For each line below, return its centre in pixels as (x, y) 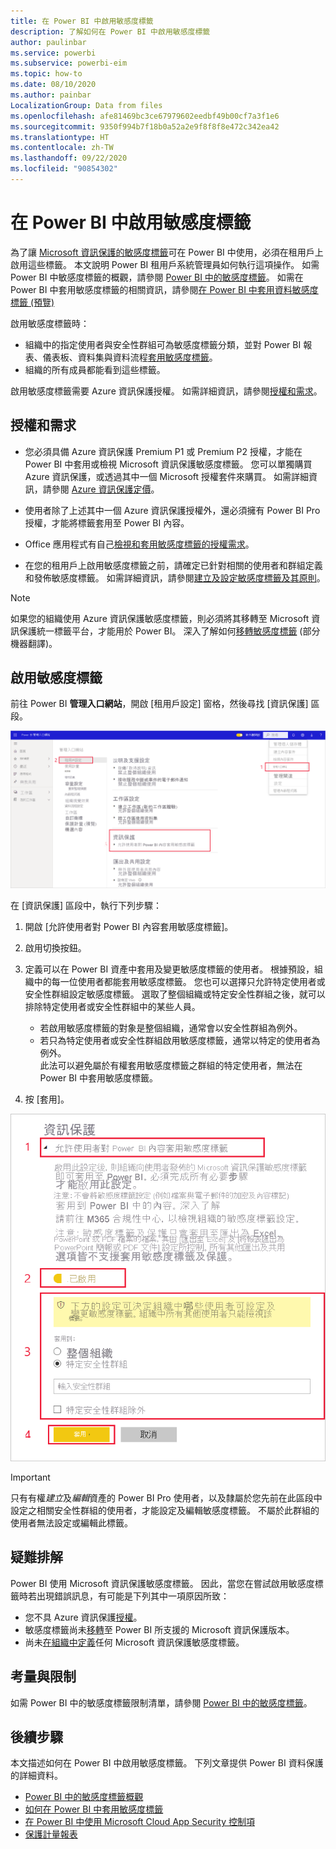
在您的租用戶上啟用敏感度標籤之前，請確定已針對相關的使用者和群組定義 (173, 565)
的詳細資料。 (36, 1776)
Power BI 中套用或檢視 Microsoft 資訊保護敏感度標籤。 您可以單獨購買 (168, 464)
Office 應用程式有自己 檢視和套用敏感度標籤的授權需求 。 (139, 544)
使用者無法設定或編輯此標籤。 (71, 1523)
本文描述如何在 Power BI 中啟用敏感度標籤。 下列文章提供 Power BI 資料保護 (167, 1763)
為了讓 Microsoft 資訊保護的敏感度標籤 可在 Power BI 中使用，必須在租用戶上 (167, 252)
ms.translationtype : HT (60, 137)
